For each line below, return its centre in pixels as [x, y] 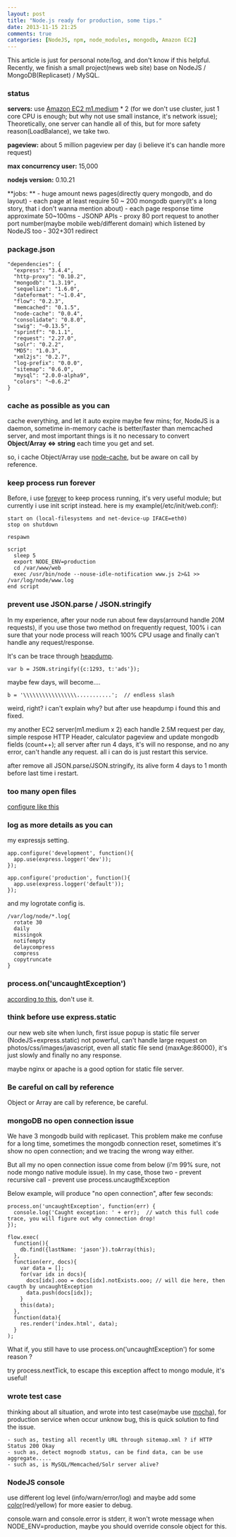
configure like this [33, 807]
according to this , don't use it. [51, 999]
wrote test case [35, 1396]
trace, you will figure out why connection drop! [82, 1219]
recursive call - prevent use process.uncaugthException [89, 1180]
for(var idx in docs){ [53, 1275]
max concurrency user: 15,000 [53, 166]
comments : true [30, 34]
